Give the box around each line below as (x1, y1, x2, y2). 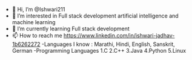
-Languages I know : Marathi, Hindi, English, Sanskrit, (41, 41, 176, 48)
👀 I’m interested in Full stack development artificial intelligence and (12, 12, 179, 19)
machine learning (12, 19, 56, 25)
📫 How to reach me (12, 32, 62, 39)
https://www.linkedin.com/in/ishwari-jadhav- (63, 32, 175, 39)
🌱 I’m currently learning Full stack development (12, 25, 130, 32)
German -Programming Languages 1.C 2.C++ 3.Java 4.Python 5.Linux (12, 47, 187, 54)
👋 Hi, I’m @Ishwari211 (12, 6, 65, 13)
